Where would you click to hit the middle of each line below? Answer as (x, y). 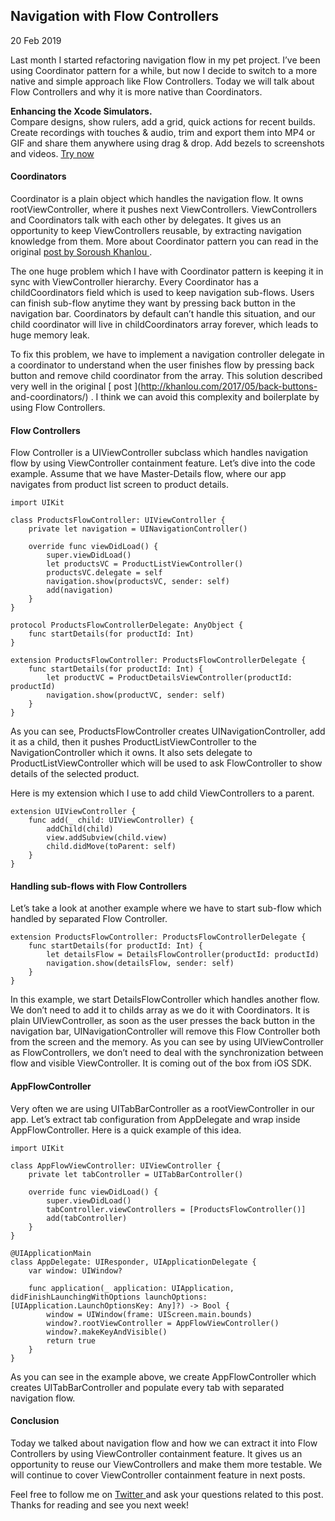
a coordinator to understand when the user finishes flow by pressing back (162, 365)
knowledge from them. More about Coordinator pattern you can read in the (164, 241)
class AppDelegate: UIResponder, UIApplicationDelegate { (133, 1262)
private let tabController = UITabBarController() (136, 1174)
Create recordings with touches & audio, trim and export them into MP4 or (163, 132)
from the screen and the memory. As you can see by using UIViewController (167, 1042)
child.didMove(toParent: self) (111, 847)
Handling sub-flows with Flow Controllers (99, 886)
